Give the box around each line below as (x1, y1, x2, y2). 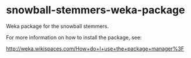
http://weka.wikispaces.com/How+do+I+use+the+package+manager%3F (6, 45, 185, 52)
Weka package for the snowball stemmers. (6, 23, 109, 30)
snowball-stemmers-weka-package (6, 3, 185, 17)
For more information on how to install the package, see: (6, 34, 142, 41)
